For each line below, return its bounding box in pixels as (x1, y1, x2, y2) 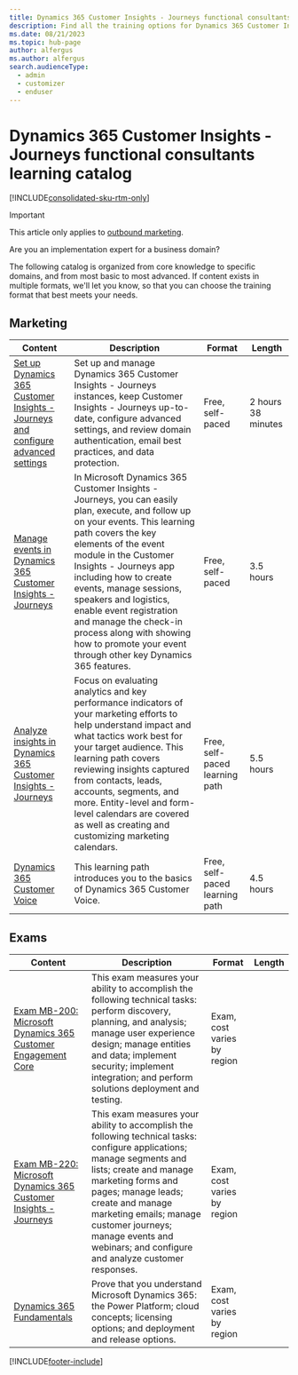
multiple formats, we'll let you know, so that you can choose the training (9, 281, 272, 291)
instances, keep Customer (74, 390, 184, 402)
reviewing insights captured (74, 763, 190, 775)
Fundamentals (13, 1311, 74, 1323)
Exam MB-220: (13, 1158, 79, 1171)
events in (13, 544, 51, 556)
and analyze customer (91, 1252, 184, 1265)
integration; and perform (91, 1071, 193, 1084)
